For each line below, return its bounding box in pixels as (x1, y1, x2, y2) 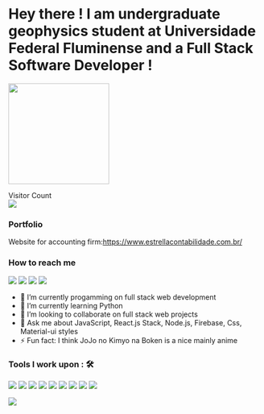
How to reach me (8, 257, 76, 268)
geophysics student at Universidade (8, 22, 256, 40)
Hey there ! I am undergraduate (8, 5, 221, 23)
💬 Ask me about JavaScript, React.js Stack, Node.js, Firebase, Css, (19, 317, 242, 327)
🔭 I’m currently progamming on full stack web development (19, 292, 217, 302)
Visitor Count (8, 190, 52, 200)
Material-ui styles (19, 326, 79, 336)
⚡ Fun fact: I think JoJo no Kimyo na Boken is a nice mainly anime (19, 335, 238, 345)
